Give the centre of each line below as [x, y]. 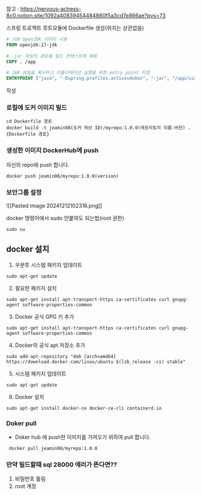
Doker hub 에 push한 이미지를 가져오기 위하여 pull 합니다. [83, 437]
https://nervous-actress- [51, 9]
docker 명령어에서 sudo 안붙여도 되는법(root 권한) [65, 218]
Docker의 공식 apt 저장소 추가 [50, 345]
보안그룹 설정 [24, 192]
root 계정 [25, 486]
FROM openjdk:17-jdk [32, 45]
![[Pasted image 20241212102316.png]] [54, 205]
